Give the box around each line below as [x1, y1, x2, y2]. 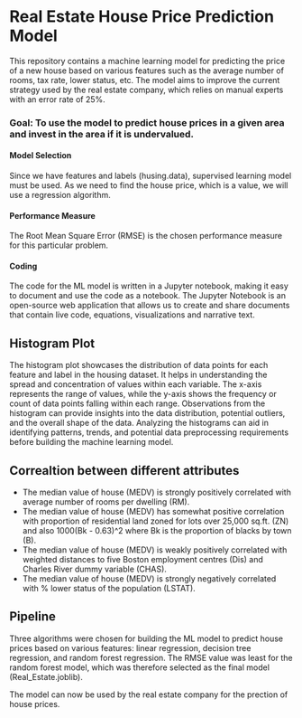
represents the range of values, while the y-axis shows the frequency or [9, 389, 277, 400]
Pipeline [9, 609, 57, 625]
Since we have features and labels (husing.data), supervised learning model [9, 170, 292, 182]
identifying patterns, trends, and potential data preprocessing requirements [9, 427, 289, 438]
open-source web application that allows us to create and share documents [9, 300, 290, 311]
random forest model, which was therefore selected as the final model [9, 662, 270, 673]
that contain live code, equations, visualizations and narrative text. [9, 309, 255, 320]
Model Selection [9, 150, 72, 161]
